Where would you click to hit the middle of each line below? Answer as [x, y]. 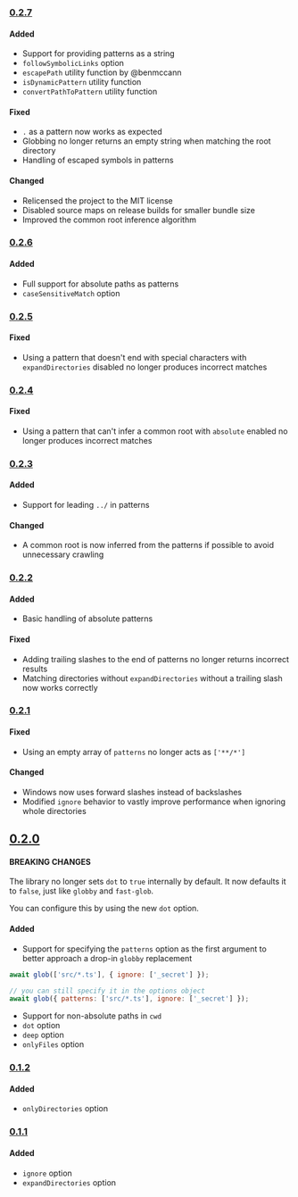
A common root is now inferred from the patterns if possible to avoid [148, 545]
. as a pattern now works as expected [92, 132]
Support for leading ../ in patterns [86, 505]
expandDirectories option [69, 1182]
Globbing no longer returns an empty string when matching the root [146, 141]
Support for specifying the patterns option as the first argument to [145, 949]
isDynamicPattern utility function [82, 82]
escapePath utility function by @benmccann [102, 72]
